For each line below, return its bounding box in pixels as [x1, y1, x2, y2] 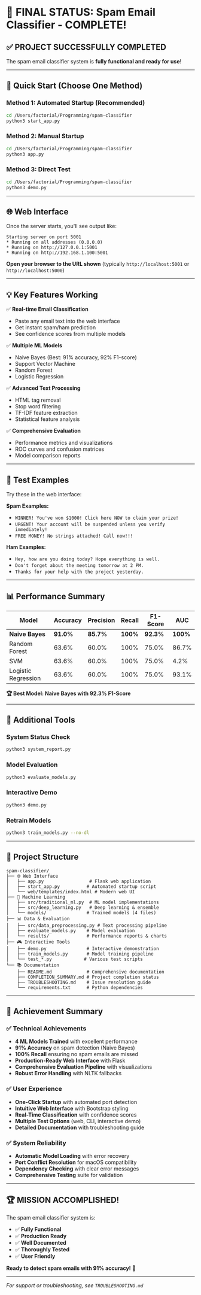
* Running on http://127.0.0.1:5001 [6, 245, 98, 251]
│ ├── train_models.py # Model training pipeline [6, 951, 154, 957]
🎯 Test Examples [6, 475, 69, 485]
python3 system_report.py [6, 747, 71, 753]
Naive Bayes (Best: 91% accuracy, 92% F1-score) [14, 354, 138, 361]
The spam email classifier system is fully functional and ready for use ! [6, 58, 182, 65]
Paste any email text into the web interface [14, 317, 121, 325]
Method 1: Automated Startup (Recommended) [6, 99, 145, 107]
